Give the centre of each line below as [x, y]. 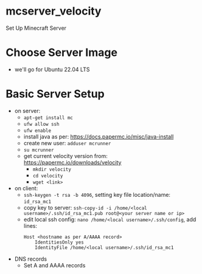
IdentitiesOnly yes [60, 242]
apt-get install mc [48, 118]
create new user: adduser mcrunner [67, 143]
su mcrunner [39, 150]
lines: [30, 225]
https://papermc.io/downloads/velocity [72, 162]
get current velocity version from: [65, 156]
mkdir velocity [52, 169]
